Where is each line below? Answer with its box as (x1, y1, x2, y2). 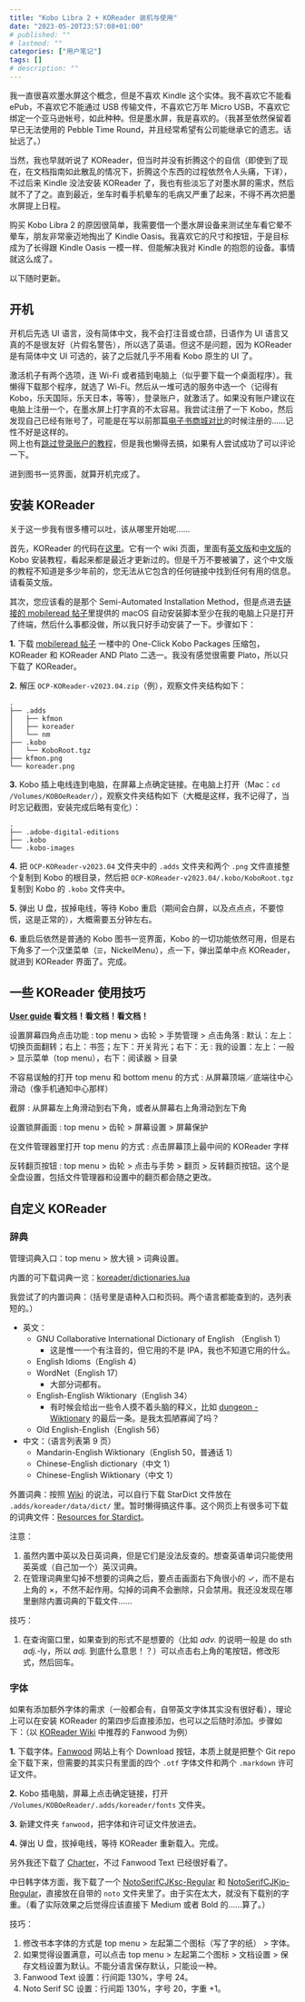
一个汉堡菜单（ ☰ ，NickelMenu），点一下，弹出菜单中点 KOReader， (40, 944, 295, 955)
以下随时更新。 (9, 272, 65, 283)
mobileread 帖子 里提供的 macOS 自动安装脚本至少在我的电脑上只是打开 (26, 607, 295, 618)
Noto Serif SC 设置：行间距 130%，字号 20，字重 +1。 (22, 1983, 226, 1994)
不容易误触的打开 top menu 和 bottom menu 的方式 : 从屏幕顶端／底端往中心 (9, 1072, 293, 1083)
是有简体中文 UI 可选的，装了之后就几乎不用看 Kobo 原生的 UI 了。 (9, 350, 258, 361)
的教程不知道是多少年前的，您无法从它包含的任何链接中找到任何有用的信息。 (9, 565, 296, 577)
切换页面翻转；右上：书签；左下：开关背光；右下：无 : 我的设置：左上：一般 (9, 1041, 295, 1052)
